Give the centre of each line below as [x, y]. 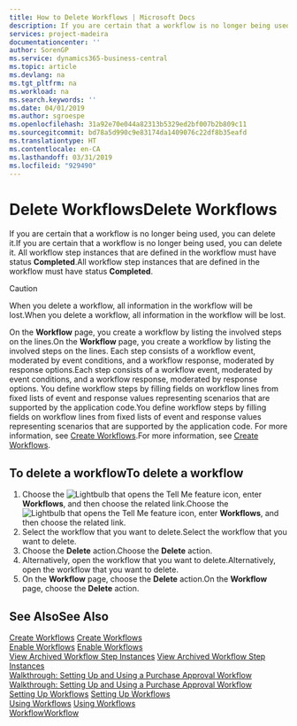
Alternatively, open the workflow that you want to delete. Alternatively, [149, 560]
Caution [23, 289]
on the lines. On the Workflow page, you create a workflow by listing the [140, 342]
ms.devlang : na [37, 75]
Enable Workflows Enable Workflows [76, 646]
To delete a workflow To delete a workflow [126, 473]
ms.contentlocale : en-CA [55, 149]
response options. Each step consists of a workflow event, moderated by [141, 370]
